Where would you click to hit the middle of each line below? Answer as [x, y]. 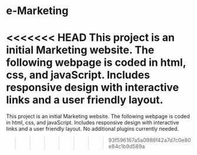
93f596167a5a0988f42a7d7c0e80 [150, 140]
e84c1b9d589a [127, 146]
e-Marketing [37, 11]
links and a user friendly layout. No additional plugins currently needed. [93, 129]
